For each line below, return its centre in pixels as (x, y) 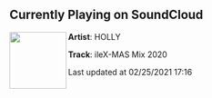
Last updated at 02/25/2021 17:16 (130, 72)
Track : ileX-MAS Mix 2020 (118, 54)
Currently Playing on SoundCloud (106, 15)
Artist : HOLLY (94, 36)
